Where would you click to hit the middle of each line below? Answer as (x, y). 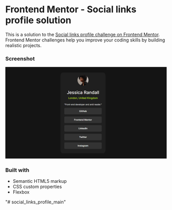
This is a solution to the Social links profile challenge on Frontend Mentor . (83, 34)
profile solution (38, 20)
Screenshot (20, 58)
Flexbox (21, 192)
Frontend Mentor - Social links (71, 9)
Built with (17, 170)
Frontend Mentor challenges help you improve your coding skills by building (85, 40)
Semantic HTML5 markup (40, 181)
